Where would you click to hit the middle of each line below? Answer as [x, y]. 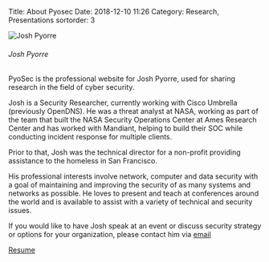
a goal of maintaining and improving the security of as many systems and [130, 185]
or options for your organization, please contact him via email [110, 235]
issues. [20, 211]
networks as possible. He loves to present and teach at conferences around [134, 193]
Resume [22, 250]
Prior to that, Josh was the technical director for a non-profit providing [124, 152]
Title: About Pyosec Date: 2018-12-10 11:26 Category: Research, [114, 12]
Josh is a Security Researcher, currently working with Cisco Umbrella [123, 103]
